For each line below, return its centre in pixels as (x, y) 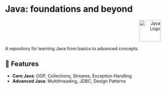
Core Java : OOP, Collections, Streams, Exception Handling (72, 76)
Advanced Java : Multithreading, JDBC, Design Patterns (69, 81)
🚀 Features (22, 64)
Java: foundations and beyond (69, 9)
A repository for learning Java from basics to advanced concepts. (72, 48)
